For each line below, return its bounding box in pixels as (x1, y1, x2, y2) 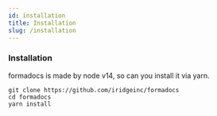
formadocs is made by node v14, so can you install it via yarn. (8, 71, 210, 80)
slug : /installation (8, 26, 77, 34)
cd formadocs (8, 93, 52, 101)
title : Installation (8, 19, 77, 27)
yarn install (8, 100, 52, 108)
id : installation (8, 11, 66, 20)
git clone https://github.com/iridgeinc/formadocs (8, 86, 180, 94)
